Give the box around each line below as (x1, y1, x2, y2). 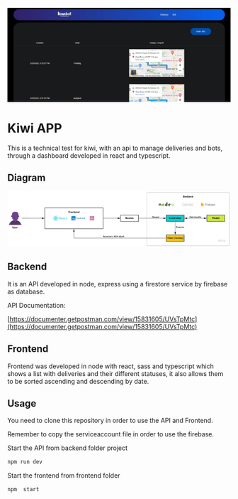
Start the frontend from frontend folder (7, 471, 120, 480)
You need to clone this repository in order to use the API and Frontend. (7, 417, 214, 425)
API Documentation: (7, 301, 66, 309)
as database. (7, 287, 45, 296)
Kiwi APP (7, 120, 62, 136)
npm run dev (7, 458, 42, 466)
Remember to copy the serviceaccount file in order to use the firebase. (7, 430, 215, 439)
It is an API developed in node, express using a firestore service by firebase (7, 279, 228, 288)
